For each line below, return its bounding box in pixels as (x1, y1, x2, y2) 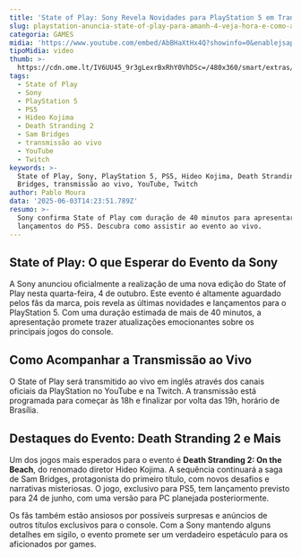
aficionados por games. (9, 538, 97, 549)
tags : (9, 72, 30, 81)
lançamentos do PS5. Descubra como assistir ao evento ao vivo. (17, 222, 262, 231)
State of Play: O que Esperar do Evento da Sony (9, 255, 279, 270)
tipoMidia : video (9, 47, 74, 56)
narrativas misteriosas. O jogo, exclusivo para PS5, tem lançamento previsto (9, 483, 290, 493)
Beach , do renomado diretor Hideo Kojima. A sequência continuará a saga (9, 464, 284, 475)
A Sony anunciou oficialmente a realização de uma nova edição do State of (9, 279, 287, 290)
